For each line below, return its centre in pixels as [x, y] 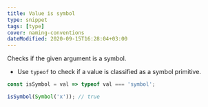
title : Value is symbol [41, 13]
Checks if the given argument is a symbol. [67, 58]
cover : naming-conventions [46, 33]
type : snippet [28, 20]
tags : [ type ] [26, 26]
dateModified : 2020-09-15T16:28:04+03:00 [67, 39]
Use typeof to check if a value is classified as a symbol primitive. [109, 72]
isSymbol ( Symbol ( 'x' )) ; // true [53, 97]
